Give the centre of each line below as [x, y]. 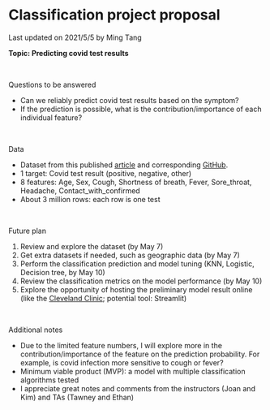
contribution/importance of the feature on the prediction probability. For [140, 354]
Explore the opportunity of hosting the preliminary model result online [136, 289]
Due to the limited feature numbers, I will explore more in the [121, 345]
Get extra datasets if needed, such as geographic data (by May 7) [130, 255]
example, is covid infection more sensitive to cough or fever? [122, 362]
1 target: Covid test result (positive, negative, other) [106, 173]
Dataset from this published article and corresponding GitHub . [124, 165]
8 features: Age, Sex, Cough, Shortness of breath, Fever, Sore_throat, [136, 182]
